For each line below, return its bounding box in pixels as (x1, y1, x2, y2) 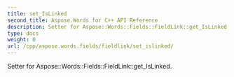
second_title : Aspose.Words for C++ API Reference (7, 17, 158, 24)
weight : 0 (7, 36, 36, 43)
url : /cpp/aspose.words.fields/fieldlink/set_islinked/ (7, 43, 174, 50)
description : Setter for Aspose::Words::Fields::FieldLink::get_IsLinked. (7, 23, 230, 30)
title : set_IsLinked (7, 10, 68, 17)
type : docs (7, 29, 39, 37)
